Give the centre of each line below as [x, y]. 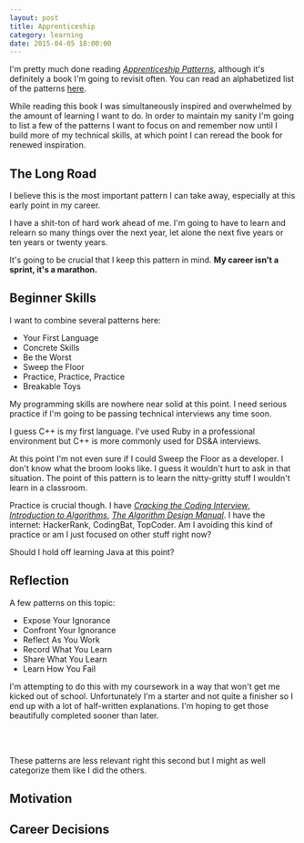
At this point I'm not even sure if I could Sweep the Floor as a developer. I [147, 458]
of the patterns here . [48, 88]
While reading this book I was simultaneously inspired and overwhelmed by [151, 107]
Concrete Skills [51, 347]
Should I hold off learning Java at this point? [92, 551]
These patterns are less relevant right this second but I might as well [137, 760]
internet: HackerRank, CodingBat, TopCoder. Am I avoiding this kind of [141, 524]
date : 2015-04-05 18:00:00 [61, 43]
